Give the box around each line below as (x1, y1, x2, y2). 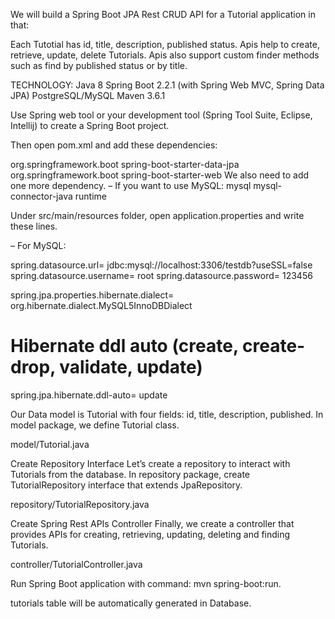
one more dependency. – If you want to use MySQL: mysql (10, 180, 252, 191)
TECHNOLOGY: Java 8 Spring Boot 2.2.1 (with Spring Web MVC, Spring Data (10, 79, 325, 91)
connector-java (10, 190, 73, 202)
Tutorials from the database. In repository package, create (10, 468, 250, 480)
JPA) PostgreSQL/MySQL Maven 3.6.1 (10, 90, 166, 101)
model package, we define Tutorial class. (10, 419, 180, 431)
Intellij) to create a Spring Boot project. (10, 120, 170, 131)
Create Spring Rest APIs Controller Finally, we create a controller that (10, 517, 295, 529)
